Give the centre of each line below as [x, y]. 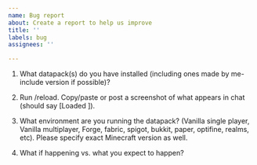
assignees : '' [31, 45]
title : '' [24, 30]
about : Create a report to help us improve [80, 23]
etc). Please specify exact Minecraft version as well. [103, 137]
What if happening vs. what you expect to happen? [101, 153]
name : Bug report [36, 15]
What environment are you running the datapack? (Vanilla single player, [134, 121]
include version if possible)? [65, 82]
